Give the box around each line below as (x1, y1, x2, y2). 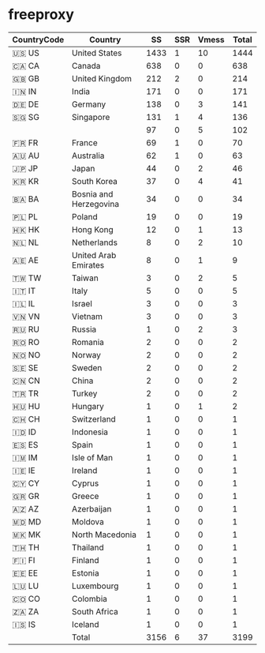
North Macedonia (72, 529, 136, 540)
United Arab (72, 250, 117, 261)
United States (72, 47, 122, 58)
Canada (72, 60, 101, 71)
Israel (72, 298, 93, 309)
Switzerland (72, 413, 116, 424)
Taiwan (72, 272, 99, 283)
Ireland (72, 464, 98, 475)
